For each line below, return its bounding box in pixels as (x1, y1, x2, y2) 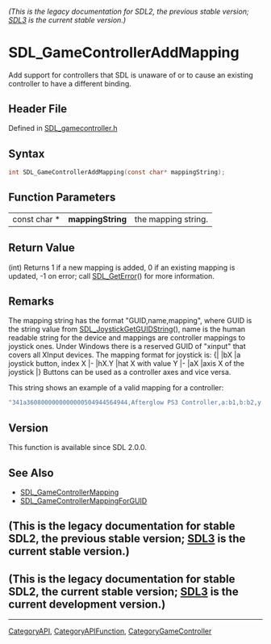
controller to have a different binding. (8, 78, 131, 88)
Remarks (8, 295, 55, 309)
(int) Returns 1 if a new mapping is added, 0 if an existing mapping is (8, 263, 236, 272)
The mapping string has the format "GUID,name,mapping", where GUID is (8, 316, 252, 326)
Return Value (8, 241, 75, 255)
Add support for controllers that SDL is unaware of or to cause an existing (8, 69, 254, 80)
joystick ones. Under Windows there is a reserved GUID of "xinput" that (8, 342, 246, 351)
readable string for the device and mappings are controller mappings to (8, 333, 246, 343)
